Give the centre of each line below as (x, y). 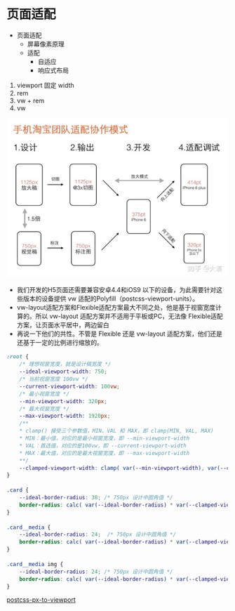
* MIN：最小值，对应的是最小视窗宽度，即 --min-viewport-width (105, 439)
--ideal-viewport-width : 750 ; (63, 372)
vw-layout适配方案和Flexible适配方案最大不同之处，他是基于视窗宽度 (116, 308)
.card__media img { (35, 564)
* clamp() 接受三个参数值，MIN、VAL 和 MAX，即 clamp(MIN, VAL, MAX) (116, 431)
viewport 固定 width (45, 85)
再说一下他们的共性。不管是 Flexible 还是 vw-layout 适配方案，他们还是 (119, 334)
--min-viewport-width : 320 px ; (63, 401)
